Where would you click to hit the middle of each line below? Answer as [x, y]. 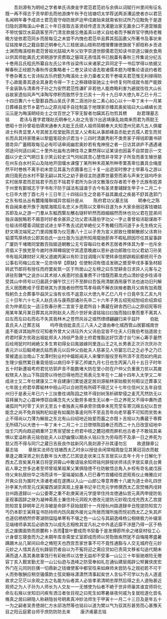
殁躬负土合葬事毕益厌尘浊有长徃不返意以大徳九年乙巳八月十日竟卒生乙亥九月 [83, 294]
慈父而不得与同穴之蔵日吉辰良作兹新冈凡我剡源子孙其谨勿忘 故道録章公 [82, 443]
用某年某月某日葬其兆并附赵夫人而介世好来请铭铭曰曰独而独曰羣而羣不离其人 [83, 312]
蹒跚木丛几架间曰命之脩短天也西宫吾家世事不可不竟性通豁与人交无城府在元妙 [83, 543]
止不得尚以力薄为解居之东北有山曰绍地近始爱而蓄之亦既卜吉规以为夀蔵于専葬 [83, 418]
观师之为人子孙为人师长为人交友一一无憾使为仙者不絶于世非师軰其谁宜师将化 [83, 587]
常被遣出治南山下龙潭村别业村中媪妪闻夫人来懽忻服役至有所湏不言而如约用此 [83, 356]
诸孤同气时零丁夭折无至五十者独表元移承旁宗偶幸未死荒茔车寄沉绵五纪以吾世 [83, 406]
